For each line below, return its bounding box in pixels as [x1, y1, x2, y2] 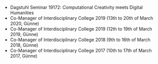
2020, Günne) [10, 20, 39, 26]
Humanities [10, 10, 34, 16]
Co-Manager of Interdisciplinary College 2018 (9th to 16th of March [10, 37, 151, 43]
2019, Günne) [10, 31, 38, 37]
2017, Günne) [10, 53, 38, 59]
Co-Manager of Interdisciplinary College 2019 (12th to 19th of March [10, 26, 152, 32]
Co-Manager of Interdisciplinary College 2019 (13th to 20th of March [10, 15, 153, 21]
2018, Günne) [10, 42, 38, 48]
